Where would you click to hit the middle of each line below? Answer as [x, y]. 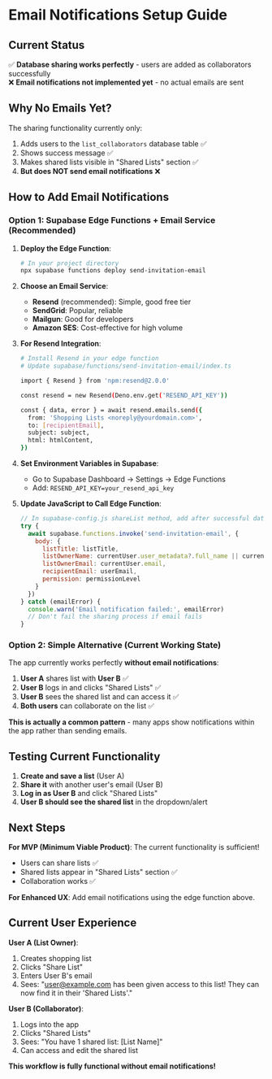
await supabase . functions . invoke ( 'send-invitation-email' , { [134, 533]
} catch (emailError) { [60, 602]
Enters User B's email [56, 975]
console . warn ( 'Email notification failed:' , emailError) [126, 609]
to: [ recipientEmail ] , [66, 425]
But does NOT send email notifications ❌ [90, 171]
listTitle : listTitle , [80, 549]
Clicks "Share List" [52, 967]
